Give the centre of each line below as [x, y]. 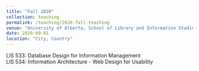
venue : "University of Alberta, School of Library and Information [91, 28]
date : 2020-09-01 [28, 33]
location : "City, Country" [39, 39]
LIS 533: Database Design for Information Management [73, 55]
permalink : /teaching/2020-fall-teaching [58, 22]
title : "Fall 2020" [30, 11]
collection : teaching [33, 17]
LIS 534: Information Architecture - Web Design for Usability [80, 62]
